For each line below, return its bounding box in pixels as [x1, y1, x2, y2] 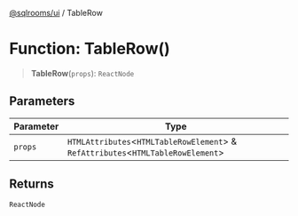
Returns [9, 177, 55, 192]
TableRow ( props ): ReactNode [30, 68, 135, 78]
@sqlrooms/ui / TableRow [9, 8, 104, 18]
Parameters [9, 93, 75, 109]
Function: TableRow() [9, 39, 170, 59]
